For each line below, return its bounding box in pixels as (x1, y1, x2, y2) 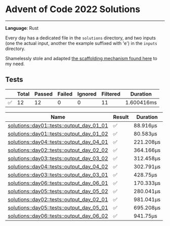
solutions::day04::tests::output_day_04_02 (8, 163, 108, 170)
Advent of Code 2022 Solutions (5, 4, 141, 15)
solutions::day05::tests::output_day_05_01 (8, 204, 108, 211)
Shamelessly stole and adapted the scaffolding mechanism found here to (5, 55, 158, 61)
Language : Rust (5, 25, 39, 31)
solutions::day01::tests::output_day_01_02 (8, 130, 108, 137)
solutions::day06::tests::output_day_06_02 (8, 212, 108, 219)
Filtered (101, 90, 120, 97)
